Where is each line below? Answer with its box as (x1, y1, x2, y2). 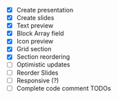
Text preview (16, 21, 54, 30)
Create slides (16, 14, 55, 22)
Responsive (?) (16, 76, 59, 84)
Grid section (16, 45, 52, 53)
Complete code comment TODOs (16, 84, 111, 92)
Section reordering (16, 53, 70, 61)
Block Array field (16, 29, 64, 37)
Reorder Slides (16, 69, 59, 77)
